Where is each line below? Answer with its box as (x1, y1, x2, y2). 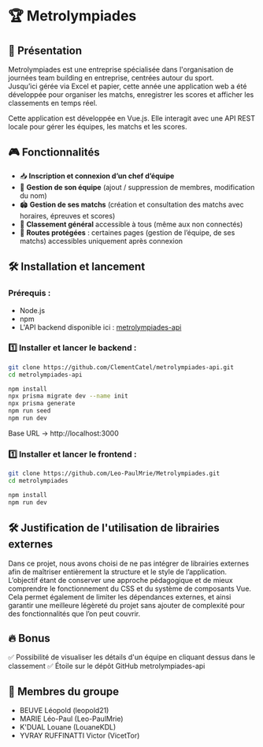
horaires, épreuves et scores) (19, 211, 116, 220)
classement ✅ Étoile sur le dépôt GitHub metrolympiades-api (8, 661, 206, 671)
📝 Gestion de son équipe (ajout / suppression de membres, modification (19, 182, 255, 192)
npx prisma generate (8, 400, 76, 408)
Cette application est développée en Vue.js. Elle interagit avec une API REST (8, 114, 256, 123)
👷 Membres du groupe (8, 685, 120, 698)
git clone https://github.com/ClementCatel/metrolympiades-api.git (8, 363, 235, 372)
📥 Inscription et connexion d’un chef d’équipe (19, 171, 175, 181)
